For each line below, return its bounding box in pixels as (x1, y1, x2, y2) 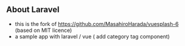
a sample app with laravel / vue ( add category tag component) (14, 32, 170, 40)
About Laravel (6, 5, 60, 15)
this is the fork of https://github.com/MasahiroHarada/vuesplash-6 (14, 20, 179, 27)
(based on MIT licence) (14, 27, 72, 34)
